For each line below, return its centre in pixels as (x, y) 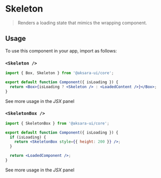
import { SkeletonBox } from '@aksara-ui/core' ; (57, 123)
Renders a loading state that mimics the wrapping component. (82, 23)
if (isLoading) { (28, 137)
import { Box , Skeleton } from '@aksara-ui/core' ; (60, 73)
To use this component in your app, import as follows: (61, 50)
